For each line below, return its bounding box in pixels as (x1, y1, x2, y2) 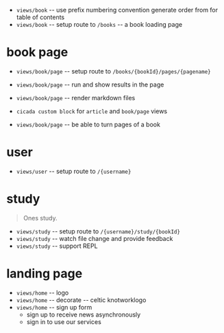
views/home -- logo (16, 288, 69, 297)
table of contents (16, 13, 65, 21)
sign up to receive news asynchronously (26, 310, 141, 319)
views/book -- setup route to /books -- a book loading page (16, 21, 183, 28)
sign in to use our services (26, 317, 102, 325)
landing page (6, 266, 83, 281)
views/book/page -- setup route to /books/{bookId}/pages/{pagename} (16, 67, 211, 75)
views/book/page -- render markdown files (16, 93, 136, 102)
